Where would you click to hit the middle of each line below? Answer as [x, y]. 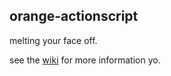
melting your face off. [53, 40]
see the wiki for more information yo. [85, 60]
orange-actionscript [74, 16]
